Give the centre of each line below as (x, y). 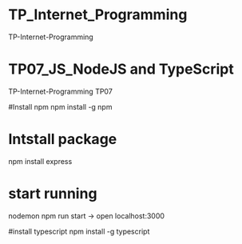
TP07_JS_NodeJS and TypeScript (121, 69)
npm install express (40, 161)
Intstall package (63, 140)
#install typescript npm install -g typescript (79, 231)
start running (53, 194)
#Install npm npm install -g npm (60, 106)
